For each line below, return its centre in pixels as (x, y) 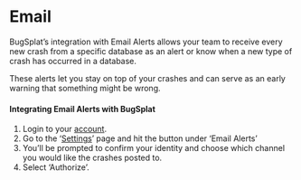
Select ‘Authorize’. (56, 167)
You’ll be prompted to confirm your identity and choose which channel (154, 148)
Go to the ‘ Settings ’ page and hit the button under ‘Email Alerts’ (140, 138)
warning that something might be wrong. (85, 88)
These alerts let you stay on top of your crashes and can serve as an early (148, 78)
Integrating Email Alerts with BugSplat (83, 109)
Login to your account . (64, 129)
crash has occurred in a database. (73, 61)
